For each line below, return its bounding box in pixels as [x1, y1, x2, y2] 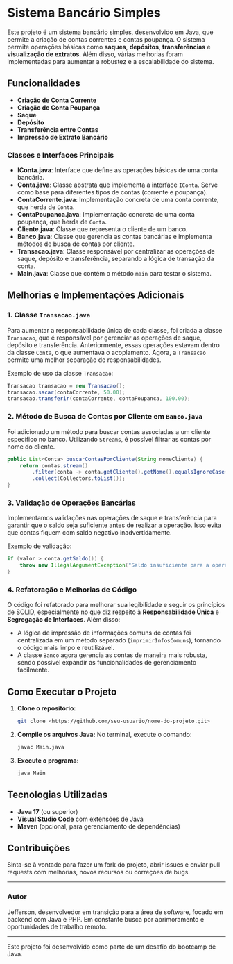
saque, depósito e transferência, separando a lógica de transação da [17, 255, 214, 263]
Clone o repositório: [17, 704, 76, 713]
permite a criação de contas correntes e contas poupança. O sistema [7, 35, 205, 43]
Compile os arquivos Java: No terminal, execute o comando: [17, 730, 192, 738]
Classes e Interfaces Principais [7, 150, 114, 160]
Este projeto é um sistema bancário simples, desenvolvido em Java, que [7, 28, 214, 36]
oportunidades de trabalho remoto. [7, 922, 107, 931]
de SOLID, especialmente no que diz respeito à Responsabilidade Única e [7, 608, 220, 616]
